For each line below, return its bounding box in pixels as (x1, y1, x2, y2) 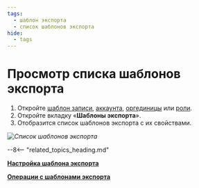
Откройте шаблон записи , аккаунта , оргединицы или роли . (17, 104, 193, 112)
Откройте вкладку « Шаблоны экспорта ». (17, 111, 141, 120)
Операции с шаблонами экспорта (7, 173, 111, 181)
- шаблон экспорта (13, 17, 67, 24)
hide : (7, 29, 23, 37)
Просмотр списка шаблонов (7, 66, 181, 82)
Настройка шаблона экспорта (7, 159, 99, 168)
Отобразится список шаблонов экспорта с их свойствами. (17, 119, 192, 127)
